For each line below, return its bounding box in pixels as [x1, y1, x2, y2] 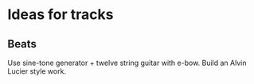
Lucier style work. [7, 67, 67, 76]
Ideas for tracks [7, 6, 114, 24]
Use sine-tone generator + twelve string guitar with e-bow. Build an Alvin [7, 58, 247, 67]
